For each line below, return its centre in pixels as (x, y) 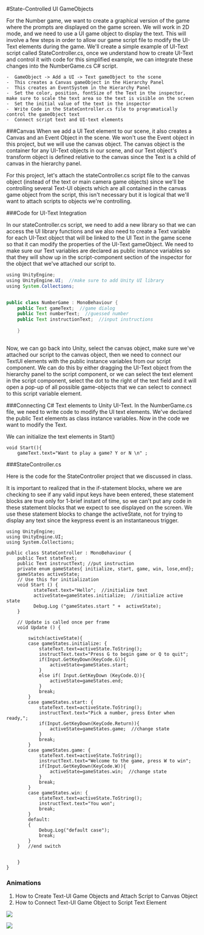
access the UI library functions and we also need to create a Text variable (98, 231)
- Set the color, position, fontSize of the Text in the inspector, (96, 93)
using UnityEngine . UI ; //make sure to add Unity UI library (85, 280)
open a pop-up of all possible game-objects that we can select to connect (99, 387)
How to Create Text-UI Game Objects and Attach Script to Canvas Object (106, 896)
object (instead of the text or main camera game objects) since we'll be (95, 182)
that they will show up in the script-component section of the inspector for (99, 257)
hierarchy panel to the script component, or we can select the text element (100, 374)
